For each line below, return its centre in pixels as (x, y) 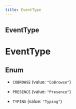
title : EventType (23, 10)
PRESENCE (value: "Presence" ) (42, 92)
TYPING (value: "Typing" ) (37, 101)
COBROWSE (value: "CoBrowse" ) (42, 82)
